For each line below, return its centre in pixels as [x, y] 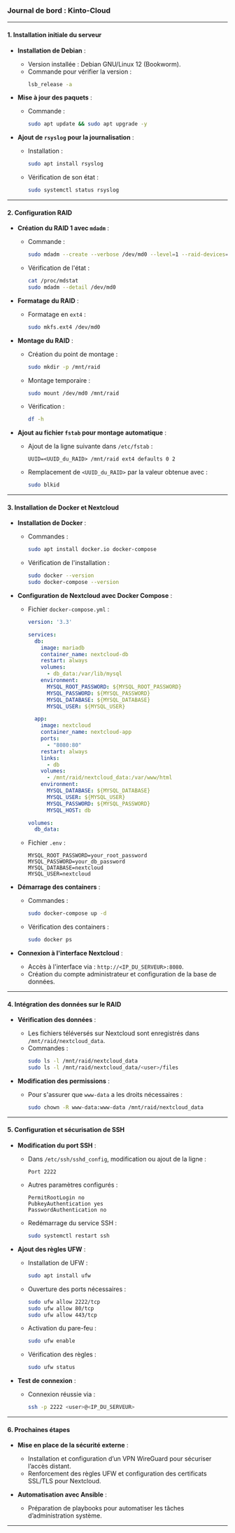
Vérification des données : [57, 1020]
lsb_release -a [50, 84]
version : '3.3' [50, 622]
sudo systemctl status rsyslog [73, 190]
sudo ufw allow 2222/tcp [64, 1302]
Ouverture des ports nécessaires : [77, 1289]
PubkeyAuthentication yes [65, 1204]
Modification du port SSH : [57, 1145]
